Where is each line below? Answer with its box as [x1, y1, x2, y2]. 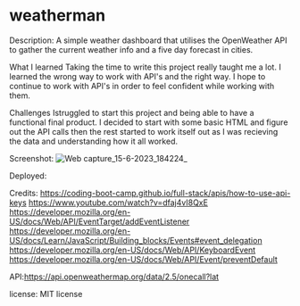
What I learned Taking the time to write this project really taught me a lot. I [9, 62, 281, 72]
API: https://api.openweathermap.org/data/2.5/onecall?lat [9, 271, 220, 282]
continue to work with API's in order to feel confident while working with [9, 80, 275, 91]
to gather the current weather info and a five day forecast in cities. [9, 44, 254, 54]
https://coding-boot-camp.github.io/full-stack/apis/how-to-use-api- [39, 187, 291, 198]
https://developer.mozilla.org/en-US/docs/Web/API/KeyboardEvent [9, 244, 256, 255]
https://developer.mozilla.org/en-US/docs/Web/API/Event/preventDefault [9, 253, 279, 264]
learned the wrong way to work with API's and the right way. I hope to [9, 70, 266, 81]
